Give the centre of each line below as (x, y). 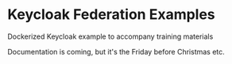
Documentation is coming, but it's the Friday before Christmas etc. (116, 51)
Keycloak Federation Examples (111, 15)
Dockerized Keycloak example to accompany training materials (110, 36)
